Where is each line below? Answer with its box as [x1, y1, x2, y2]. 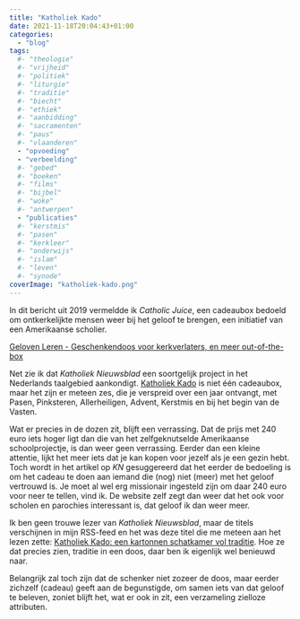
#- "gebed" [17, 163, 58, 172]
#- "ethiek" [17, 105, 63, 114]
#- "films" [17, 180, 58, 189]
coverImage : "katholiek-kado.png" [9, 280, 139, 289]
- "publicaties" [17, 213, 78, 222]
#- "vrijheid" [17, 64, 70, 73]
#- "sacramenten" [17, 122, 82, 131]
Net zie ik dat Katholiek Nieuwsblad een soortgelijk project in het [9, 368, 248, 379]
